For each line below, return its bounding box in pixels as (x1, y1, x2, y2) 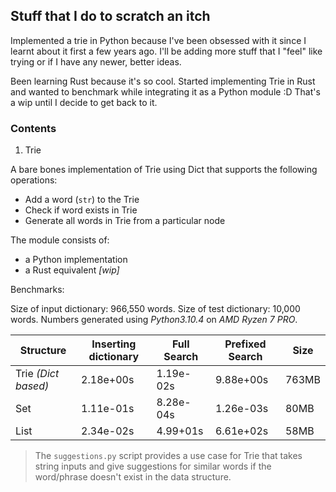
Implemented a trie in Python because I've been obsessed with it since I (10, 34, 307, 46)
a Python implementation (24, 254, 128, 266)
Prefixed (224, 337, 267, 351)
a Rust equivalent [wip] (24, 264, 120, 276)
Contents (10, 121, 57, 135)
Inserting (91, 337, 137, 351)
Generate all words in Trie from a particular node (24, 215, 226, 227)
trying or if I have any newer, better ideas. (10, 55, 182, 68)
